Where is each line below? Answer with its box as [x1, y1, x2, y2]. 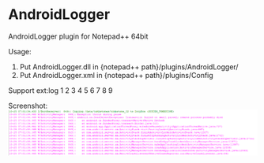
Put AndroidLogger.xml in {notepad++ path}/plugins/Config [19, 70, 213, 80]
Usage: [8, 46, 32, 56]
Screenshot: [8, 101, 48, 110]
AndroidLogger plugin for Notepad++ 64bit [8, 31, 149, 41]
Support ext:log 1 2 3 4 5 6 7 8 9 [8, 85, 113, 95]
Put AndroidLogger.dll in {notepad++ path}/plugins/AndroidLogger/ [19, 61, 239, 72]
